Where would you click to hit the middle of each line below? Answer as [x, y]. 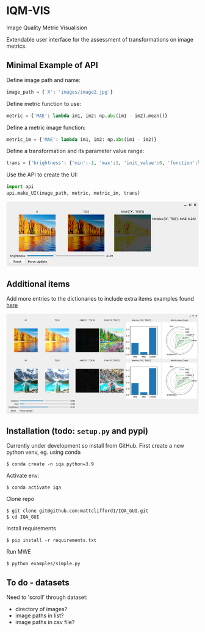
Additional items [38, 284]
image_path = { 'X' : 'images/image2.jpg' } [60, 92]
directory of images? [41, 609]
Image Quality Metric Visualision [47, 28]
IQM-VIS [28, 11]
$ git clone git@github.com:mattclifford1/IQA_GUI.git [77, 511]
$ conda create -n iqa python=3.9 [50, 464]
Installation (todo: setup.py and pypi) [77, 431]
